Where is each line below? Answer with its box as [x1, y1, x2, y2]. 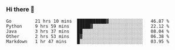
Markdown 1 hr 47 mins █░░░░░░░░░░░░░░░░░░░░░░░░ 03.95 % [6, 39, 169, 45]
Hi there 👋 [6, 5, 35, 13]
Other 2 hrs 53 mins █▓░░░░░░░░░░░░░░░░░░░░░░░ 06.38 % [6, 34, 169, 40]
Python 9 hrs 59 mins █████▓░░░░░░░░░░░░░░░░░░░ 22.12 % [6, 23, 169, 30]
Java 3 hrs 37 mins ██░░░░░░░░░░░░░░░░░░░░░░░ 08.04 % [6, 28, 169, 34]
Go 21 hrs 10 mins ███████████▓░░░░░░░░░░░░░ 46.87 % [6, 19, 169, 24]
